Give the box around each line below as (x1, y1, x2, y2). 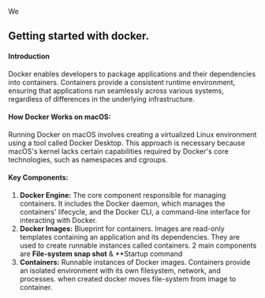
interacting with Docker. (19, 216, 98, 225)
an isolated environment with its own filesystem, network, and (19, 266, 221, 275)
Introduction (8, 51, 50, 61)
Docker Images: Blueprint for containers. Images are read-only (19, 224, 225, 233)
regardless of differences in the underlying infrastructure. (8, 94, 195, 103)
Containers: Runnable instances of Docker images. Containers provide (19, 258, 251, 266)
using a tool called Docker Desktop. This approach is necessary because (8, 138, 246, 147)
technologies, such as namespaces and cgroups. (8, 155, 168, 164)
